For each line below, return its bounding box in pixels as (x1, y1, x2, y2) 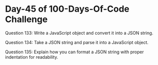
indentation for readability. (5, 54, 58, 60)
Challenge (5, 14, 48, 25)
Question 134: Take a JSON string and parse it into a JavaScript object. (5, 39, 149, 45)
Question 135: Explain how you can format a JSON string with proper (5, 49, 144, 55)
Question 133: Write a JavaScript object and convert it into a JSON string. (5, 30, 154, 36)
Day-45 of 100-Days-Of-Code (5, 3, 130, 15)
